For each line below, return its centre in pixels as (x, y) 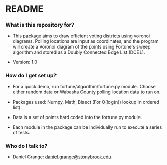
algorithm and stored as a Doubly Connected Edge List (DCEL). (79, 52)
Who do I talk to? (26, 146)
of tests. (21, 132)
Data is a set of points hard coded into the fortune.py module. (77, 117)
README (24, 9)
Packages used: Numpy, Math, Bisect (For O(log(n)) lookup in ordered (86, 102)
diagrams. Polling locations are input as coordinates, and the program (86, 41)
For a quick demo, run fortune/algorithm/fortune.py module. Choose (84, 86)
